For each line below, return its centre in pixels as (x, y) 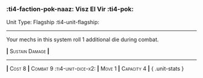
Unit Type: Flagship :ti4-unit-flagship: (53, 22)
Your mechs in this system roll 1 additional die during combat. (82, 40)
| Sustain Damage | (28, 51)
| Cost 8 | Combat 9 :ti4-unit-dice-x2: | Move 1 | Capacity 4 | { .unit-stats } (95, 69)
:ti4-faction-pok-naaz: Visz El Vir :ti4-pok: (70, 9)
